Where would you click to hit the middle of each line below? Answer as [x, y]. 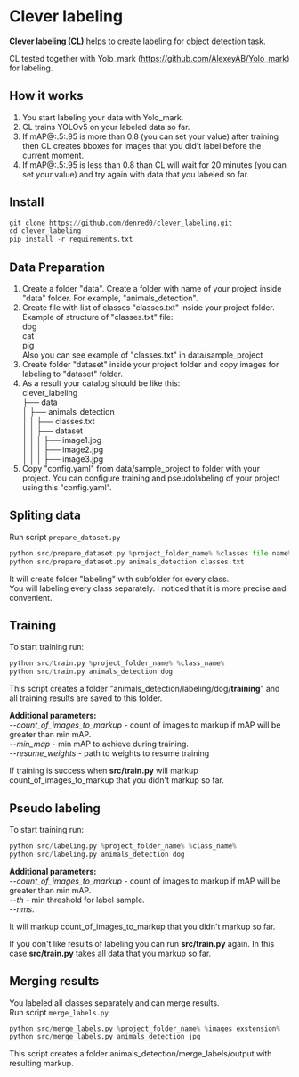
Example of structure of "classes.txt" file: [97, 317]
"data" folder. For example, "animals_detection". [110, 298]
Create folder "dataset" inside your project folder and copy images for [150, 364]
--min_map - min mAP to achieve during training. [99, 744]
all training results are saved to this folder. [86, 698]
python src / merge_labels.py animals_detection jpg [105, 1037]
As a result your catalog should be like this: [101, 383]
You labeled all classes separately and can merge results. [114, 1003]
